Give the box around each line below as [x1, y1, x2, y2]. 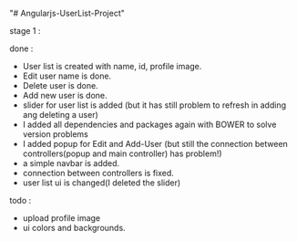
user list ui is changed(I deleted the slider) [22, 177, 181, 188]
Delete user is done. [22, 80, 98, 90]
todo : [9, 195, 32, 205]
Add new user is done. [22, 90, 108, 100]
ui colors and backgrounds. [22, 223, 126, 233]
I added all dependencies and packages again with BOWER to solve [22, 119, 277, 130]
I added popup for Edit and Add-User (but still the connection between [22, 139, 289, 149]
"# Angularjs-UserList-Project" [9, 8, 126, 18]
